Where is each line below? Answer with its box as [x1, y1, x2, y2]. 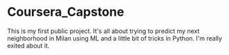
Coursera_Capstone [7, 4, 125, 20]
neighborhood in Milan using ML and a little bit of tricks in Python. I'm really [7, 34, 223, 42]
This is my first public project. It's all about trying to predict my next [7, 27, 200, 35]
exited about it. [7, 41, 50, 49]
